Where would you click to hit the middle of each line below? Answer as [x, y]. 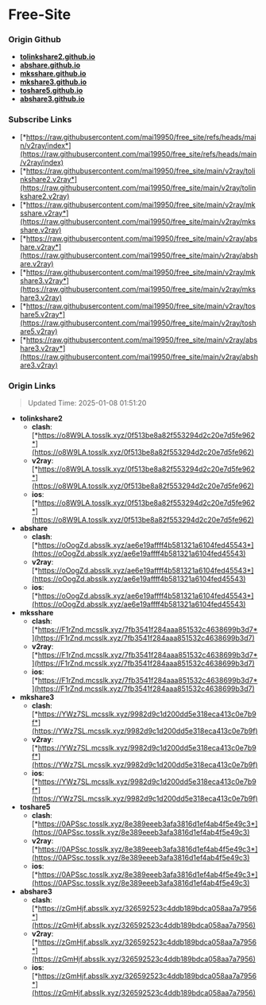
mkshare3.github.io [53, 82]
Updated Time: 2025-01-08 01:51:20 [87, 403]
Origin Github [35, 40]
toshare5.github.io [51, 91]
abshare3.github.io [52, 99]
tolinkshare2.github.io [57, 56]
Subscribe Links [40, 119]
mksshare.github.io [53, 74]
